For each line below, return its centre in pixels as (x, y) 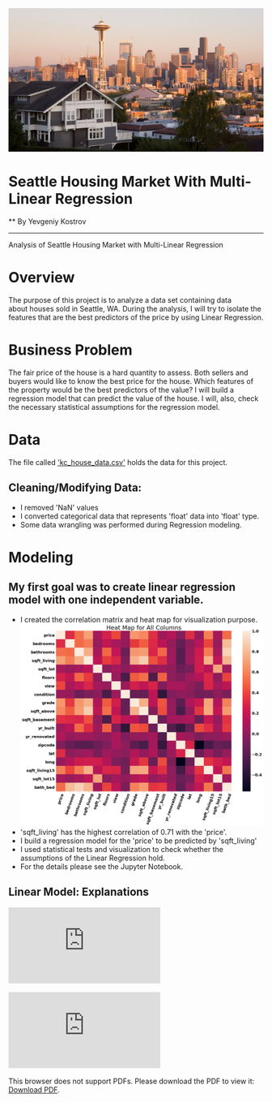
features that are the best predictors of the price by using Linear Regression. (136, 317)
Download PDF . (34, 1089)
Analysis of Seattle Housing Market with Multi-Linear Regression (116, 245)
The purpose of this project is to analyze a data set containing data (120, 300)
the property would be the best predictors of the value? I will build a (121, 390)
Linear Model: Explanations (79, 892)
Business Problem (70, 350)
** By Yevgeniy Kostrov (47, 222)
